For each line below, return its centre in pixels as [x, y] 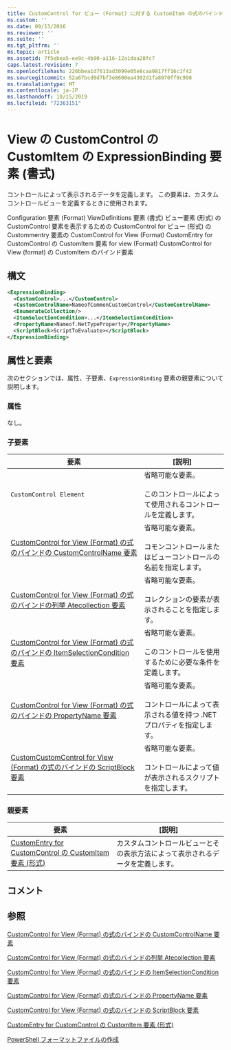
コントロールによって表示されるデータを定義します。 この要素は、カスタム [113, 194]
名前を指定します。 [175, 567]
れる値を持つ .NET [187, 715]
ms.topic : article [33, 52]
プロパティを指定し [175, 725]
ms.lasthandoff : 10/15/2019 [47, 97]
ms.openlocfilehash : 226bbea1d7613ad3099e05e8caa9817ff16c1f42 [100, 71]
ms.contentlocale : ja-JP [43, 90]
